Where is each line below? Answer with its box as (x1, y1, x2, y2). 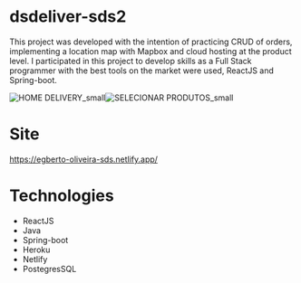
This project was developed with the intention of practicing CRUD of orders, (9, 36, 293, 47)
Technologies (9, 185, 115, 206)
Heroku (22, 244, 51, 255)
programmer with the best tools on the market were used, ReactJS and (9, 65, 275, 76)
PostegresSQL (22, 263, 77, 274)
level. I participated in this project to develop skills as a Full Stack (9, 55, 252, 66)
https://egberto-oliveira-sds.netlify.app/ (9, 154, 159, 165)
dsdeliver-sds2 (9, 6, 127, 27)
